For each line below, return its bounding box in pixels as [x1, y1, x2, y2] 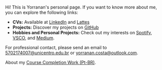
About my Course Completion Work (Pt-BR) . [5, 60, 96, 65]
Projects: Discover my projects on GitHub [12, 24, 99, 30]
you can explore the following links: [5, 9, 79, 15]
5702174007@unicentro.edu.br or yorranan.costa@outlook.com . [5, 50, 138, 56]
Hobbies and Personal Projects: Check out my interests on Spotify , [12, 30, 152, 35]
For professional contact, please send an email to [5, 45, 107, 50]
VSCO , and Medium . [12, 35, 55, 41]
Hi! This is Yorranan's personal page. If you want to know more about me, [5, 4, 157, 10]
